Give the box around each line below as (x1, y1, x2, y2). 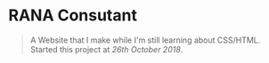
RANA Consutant (8, 5, 137, 26)
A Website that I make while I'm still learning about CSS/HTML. (29, 35, 261, 45)
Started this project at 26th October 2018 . (29, 43, 183, 54)
